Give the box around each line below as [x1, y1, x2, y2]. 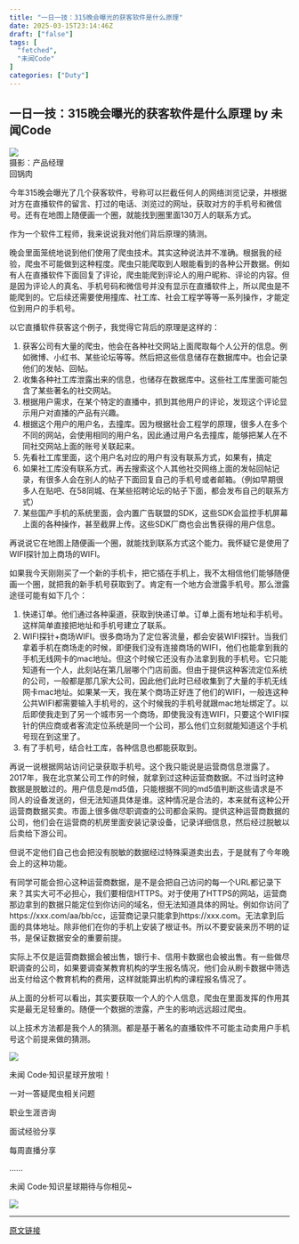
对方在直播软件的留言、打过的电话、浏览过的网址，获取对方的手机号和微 [9, 198, 274, 209]
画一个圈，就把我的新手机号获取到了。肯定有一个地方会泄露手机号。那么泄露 [9, 578, 290, 589]
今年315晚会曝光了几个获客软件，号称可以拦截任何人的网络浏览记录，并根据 [9, 187, 287, 198]
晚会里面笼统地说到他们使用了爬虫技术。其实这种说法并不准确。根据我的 [9, 246, 274, 258]
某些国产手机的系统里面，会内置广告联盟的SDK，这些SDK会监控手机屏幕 [21, 507, 288, 518]
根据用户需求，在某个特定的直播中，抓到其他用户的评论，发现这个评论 [21, 396, 280, 407]
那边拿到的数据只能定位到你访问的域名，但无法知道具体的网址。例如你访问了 [9, 899, 290, 909]
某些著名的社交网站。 [37, 384, 117, 396]
